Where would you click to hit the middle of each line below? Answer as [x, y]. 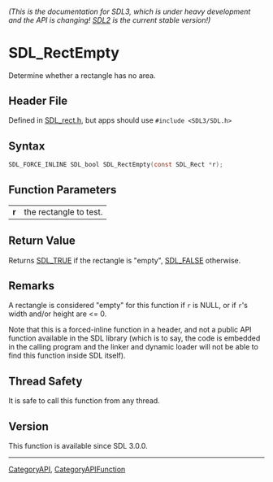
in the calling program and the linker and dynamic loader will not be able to [133, 347]
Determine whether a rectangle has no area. [82, 75]
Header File [38, 100]
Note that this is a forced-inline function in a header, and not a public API [130, 330]
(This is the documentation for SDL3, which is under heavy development [130, 11]
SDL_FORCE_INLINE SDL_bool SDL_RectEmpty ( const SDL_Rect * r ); [116, 165]
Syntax [27, 146]
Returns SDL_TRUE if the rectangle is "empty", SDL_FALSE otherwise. [125, 260]
